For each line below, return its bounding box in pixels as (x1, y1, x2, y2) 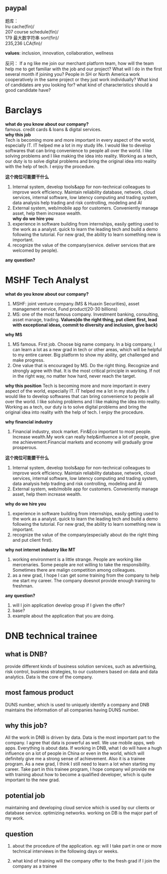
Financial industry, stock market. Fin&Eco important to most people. (12, 429, 152, 435)
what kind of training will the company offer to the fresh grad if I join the (12, 858, 161, 864)
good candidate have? (5, 87, 51, 93)
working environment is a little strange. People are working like (12, 556, 142, 562)
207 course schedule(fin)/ (5, 28, 59, 34)
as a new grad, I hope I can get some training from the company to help (12, 572, 160, 578)
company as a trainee (12, 863, 57, 869)
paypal (5, 4, 27, 12)
